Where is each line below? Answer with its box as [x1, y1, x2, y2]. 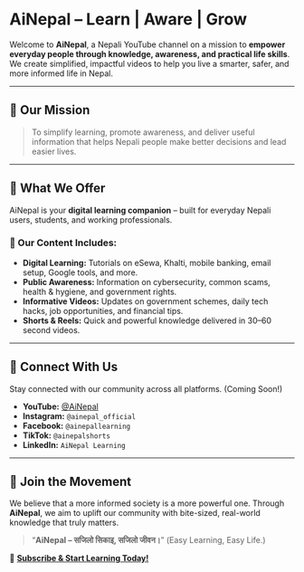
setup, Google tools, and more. [22, 267, 138, 278]
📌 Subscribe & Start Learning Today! [9, 553, 149, 564]
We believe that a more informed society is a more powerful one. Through [9, 498, 285, 509]
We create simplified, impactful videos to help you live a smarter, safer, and [9, 58, 290, 69]
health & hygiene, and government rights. [22, 286, 177, 297]
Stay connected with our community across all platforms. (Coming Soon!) [9, 383, 283, 394]
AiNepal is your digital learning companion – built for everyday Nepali [9, 205, 271, 215]
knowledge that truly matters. [9, 517, 119, 529]
